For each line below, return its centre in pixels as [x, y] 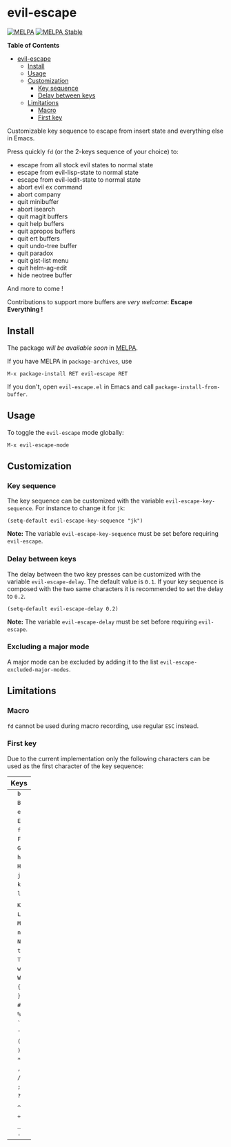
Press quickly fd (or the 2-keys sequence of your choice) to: [93, 151]
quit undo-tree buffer [47, 245]
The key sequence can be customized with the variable [86, 501]
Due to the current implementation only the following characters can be [109, 758]
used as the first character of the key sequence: [75, 766]
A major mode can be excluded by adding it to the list [83, 662]
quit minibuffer [38, 201]
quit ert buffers [38, 238]
